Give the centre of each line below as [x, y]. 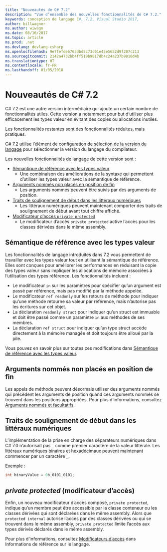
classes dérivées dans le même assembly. [63, 227]
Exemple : [15, 466]
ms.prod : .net [20, 42]
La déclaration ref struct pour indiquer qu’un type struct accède [80, 328]
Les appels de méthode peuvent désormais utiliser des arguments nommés [83, 389]
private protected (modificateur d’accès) [70, 490]
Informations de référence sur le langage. [48, 544]
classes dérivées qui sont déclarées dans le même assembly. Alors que [79, 513]
